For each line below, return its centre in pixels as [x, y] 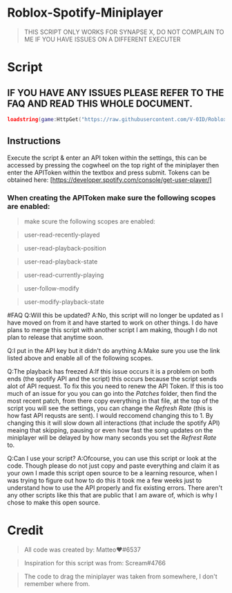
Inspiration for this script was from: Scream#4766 [95, 563]
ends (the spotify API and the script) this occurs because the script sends [112, 378]
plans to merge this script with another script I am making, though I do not [112, 329]
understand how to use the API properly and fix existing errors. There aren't [115, 487]
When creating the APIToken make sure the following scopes [112, 197]
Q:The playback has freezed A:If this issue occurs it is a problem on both [111, 371]
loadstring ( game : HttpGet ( [44, 119]
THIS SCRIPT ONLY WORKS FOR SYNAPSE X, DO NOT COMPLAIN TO [124, 32]
